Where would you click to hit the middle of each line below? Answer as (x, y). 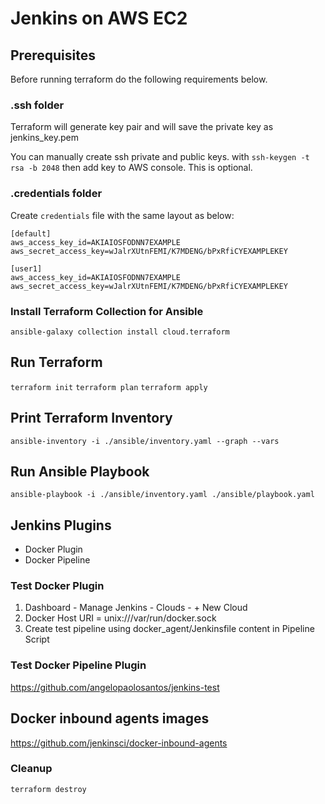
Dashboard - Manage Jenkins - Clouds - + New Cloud (136, 608)
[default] (31, 233)
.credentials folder (56, 194)
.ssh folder (37, 105)
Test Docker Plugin (57, 586)
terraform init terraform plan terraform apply (109, 387)
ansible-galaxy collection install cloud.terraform (120, 332)
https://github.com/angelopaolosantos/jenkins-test (115, 687)
